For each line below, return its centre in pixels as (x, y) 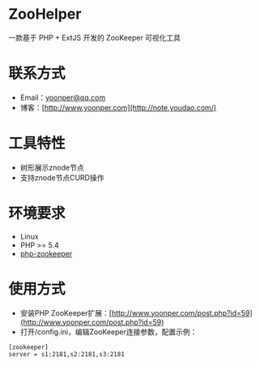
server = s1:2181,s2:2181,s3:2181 (67, 354)
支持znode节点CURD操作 (62, 177)
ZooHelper (45, 14)
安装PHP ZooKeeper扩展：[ (66, 312)
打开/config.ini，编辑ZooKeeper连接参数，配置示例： (109, 332)
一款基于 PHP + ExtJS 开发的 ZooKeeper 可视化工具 (94, 37)
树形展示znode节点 (52, 167)
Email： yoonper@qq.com (63, 97)
